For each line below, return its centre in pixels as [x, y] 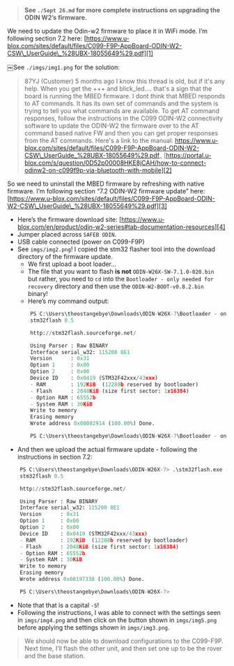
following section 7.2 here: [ [47, 38]
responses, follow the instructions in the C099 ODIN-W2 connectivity [124, 118]
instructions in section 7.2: [55, 457]
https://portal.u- [189, 155]
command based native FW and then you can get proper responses [121, 133]
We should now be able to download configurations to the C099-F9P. [124, 641]
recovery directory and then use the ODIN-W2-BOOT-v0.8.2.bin [116, 286]
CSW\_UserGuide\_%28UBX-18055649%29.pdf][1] [80, 53]
